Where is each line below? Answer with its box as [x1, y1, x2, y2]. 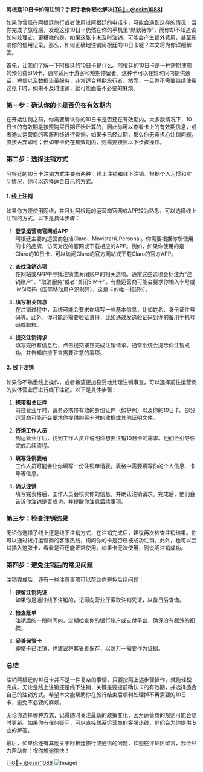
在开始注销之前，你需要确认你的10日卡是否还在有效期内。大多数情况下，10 [6, 116, 192, 123]
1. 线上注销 [6, 193, 33, 200]
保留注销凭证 [14, 588, 47, 596]
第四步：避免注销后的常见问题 [6, 561, 94, 570]
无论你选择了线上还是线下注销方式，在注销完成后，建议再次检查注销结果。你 [6, 529, 197, 536]
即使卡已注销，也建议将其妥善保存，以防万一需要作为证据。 [14, 645, 164, 652]
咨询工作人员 [14, 427, 47, 434]
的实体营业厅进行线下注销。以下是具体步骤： [6, 386, 118, 393]
